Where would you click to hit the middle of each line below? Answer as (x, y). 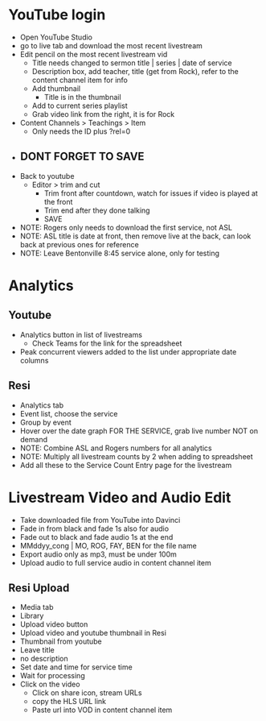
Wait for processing (53, 676)
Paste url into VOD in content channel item (102, 710)
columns (34, 360)
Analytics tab (42, 405)
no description (44, 659)
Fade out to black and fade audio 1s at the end (96, 537)
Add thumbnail (56, 88)
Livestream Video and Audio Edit (120, 497)
